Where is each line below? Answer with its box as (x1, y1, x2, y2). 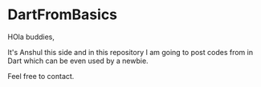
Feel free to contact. (7, 71, 75, 81)
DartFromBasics (7, 6, 118, 24)
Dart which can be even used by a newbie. (7, 56, 149, 65)
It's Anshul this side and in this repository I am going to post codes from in (7, 47, 254, 57)
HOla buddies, (7, 32, 55, 42)
